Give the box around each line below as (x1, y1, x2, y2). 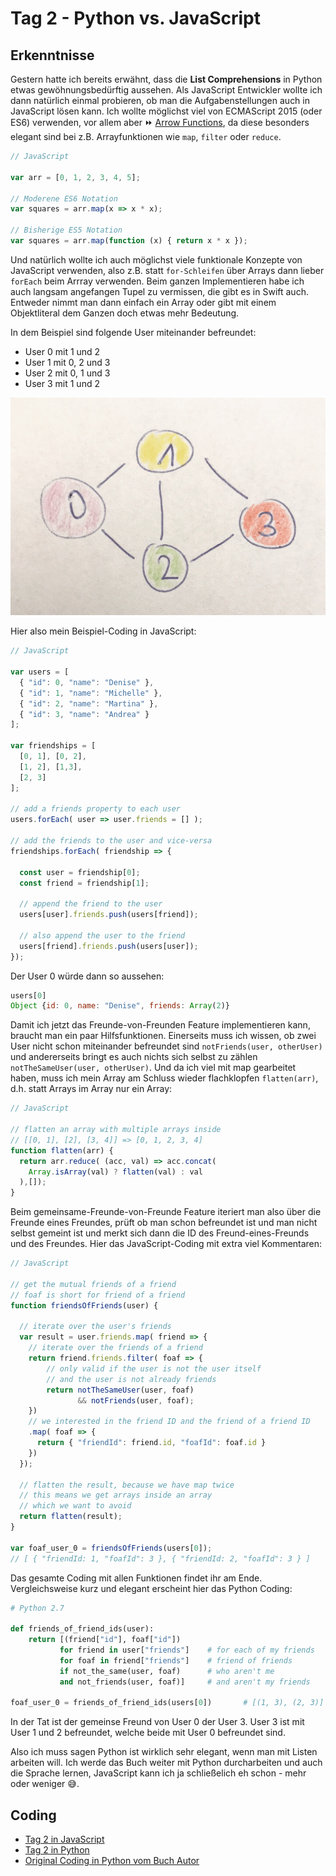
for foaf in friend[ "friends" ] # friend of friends (59, 1655, 293, 1666)
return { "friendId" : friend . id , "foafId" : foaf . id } (36, 1438, 267, 1448)
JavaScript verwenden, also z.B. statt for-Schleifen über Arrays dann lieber (10, 264, 325, 276)
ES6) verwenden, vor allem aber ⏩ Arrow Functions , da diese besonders (10, 117, 310, 128)
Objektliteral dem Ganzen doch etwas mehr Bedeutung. (10, 307, 240, 319)
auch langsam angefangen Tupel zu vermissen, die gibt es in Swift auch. (10, 285, 309, 297)
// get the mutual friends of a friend (10, 1279, 177, 1289)
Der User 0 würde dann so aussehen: (10, 970, 165, 982)
